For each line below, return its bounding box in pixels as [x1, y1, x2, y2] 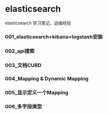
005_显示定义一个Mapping [5, 89, 69, 96]
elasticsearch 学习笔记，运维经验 [5, 20, 71, 26]
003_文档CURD [5, 62, 42, 68]
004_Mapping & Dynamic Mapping [5, 75, 89, 82]
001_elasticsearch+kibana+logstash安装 [5, 33, 103, 40]
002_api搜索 [5, 48, 35, 54]
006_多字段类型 [5, 103, 42, 110]
